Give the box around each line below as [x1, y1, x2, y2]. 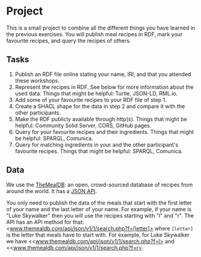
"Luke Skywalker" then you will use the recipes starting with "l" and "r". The [6, 212, 194, 219]
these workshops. [14, 77, 60, 84]
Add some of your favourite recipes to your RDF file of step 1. [14, 96, 167, 103]
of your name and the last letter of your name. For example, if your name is [6, 205, 191, 212]
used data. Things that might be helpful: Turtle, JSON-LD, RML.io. [14, 89, 178, 97]
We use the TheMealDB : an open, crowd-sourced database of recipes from [6, 181, 193, 188]
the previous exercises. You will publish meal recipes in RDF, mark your [6, 30, 183, 37]
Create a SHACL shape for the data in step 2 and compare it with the [14, 103, 185, 110]
